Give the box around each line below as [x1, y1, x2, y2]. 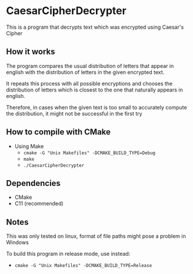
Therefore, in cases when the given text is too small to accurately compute [6, 104, 187, 111]
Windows [6, 239, 29, 246]
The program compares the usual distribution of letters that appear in [6, 62, 174, 69]
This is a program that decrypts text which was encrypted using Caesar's [6, 23, 184, 31]
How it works [6, 47, 55, 57]
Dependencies [6, 178, 61, 188]
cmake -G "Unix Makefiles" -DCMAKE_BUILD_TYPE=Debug [23, 150, 156, 156]
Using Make [14, 143, 44, 150]
